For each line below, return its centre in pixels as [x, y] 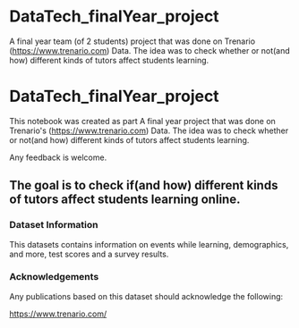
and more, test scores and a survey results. [89, 254]
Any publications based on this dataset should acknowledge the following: [146, 296]
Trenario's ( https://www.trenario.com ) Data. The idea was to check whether [149, 130]
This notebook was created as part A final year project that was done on [142, 121]
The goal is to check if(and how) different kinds [144, 185]
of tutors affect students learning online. [125, 200]
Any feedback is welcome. [58, 157]
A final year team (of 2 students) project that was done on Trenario [132, 41]
